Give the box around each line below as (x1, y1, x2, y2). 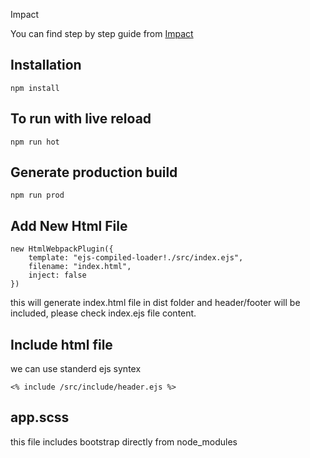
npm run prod (10, 190, 65, 201)
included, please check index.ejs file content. (10, 307, 197, 319)
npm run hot (10, 137, 60, 147)
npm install (10, 83, 60, 93)
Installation (10, 57, 82, 74)
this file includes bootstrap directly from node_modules (10, 435, 238, 448)
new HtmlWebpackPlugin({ (10, 244, 114, 254)
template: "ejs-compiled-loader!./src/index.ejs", (28, 253, 244, 263)
